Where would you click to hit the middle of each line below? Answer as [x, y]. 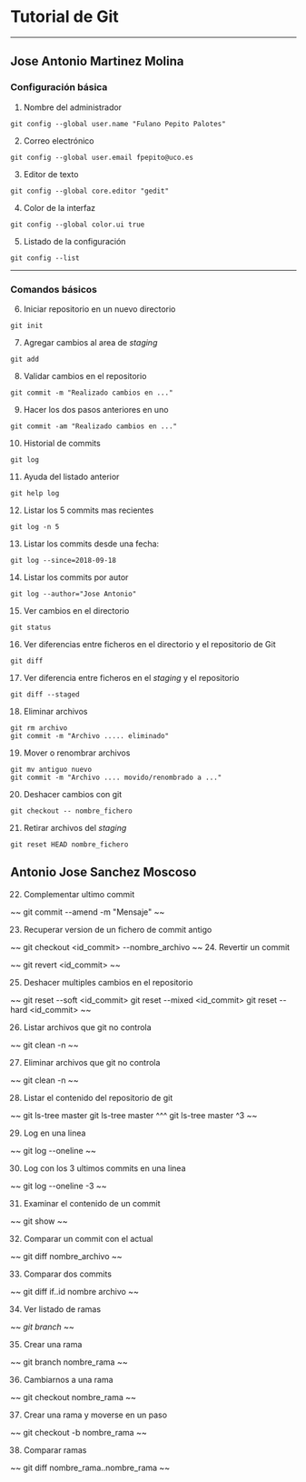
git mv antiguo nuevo [51, 769]
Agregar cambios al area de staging [90, 342]
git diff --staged [45, 694]
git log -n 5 [35, 526]
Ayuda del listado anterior [71, 476]
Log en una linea [54, 1133]
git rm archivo [39, 728]
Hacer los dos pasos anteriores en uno [96, 409]
